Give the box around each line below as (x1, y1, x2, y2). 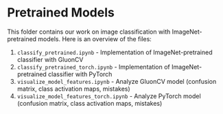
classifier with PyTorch (47, 70, 113, 78)
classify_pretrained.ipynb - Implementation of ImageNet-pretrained (16, 48, 213, 56)
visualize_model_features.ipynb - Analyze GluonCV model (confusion (16, 77, 217, 85)
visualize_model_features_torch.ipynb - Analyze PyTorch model (16, 91, 201, 100)
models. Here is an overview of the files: (37, 34, 152, 43)
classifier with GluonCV (16, 55, 84, 63)
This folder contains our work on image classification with (7, 27, 171, 36)
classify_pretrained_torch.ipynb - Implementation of (16, 62, 170, 71)
